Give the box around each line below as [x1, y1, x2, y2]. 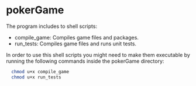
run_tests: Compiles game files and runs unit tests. [14, 40, 136, 47]
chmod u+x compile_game [11, 69, 69, 74]
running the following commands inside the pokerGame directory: [6, 58, 164, 64]
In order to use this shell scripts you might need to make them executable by [6, 51, 190, 58]
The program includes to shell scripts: [6, 23, 98, 30]
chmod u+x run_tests [11, 74, 61, 80]
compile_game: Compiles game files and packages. [14, 34, 139, 41]
